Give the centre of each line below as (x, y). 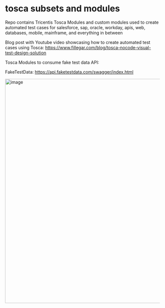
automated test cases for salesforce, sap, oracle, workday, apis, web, (75, 27)
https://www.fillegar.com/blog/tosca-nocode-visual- (98, 47)
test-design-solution (26, 53)
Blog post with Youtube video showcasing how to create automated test (78, 42)
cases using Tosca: (25, 47)
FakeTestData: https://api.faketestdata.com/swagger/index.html (69, 72)
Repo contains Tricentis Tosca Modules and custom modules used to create (82, 22)
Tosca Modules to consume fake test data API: (52, 62)
